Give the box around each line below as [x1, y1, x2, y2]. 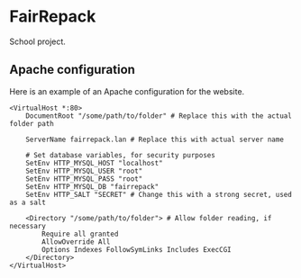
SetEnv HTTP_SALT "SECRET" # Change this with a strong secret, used [25, 190, 293, 199]
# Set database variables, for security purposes [25, 150, 216, 159]
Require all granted [41, 229, 119, 238]
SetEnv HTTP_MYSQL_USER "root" [25, 166, 143, 175]
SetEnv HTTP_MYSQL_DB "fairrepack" [25, 182, 160, 191]
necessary [9, 221, 47, 230]
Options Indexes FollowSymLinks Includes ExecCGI [41, 245, 232, 254]
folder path [9, 119, 54, 128]
